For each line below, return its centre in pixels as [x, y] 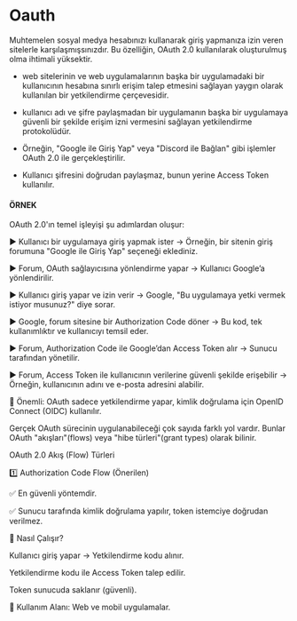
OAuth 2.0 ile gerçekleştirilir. [74, 157]
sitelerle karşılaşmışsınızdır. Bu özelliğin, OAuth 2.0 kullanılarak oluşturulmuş [148, 49]
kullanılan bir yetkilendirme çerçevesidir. [95, 95]
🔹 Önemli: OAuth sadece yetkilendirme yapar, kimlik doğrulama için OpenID [146, 402]
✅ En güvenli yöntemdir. [53, 493]
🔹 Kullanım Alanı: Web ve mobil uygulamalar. [90, 607]
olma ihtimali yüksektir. [51, 59]
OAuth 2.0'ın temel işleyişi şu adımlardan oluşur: [97, 225]
